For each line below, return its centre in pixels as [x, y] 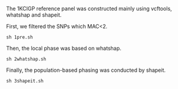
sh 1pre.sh [20, 37]
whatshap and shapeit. [34, 15]
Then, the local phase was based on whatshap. [64, 48]
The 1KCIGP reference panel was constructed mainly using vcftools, [89, 9]
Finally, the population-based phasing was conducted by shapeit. [86, 70]
